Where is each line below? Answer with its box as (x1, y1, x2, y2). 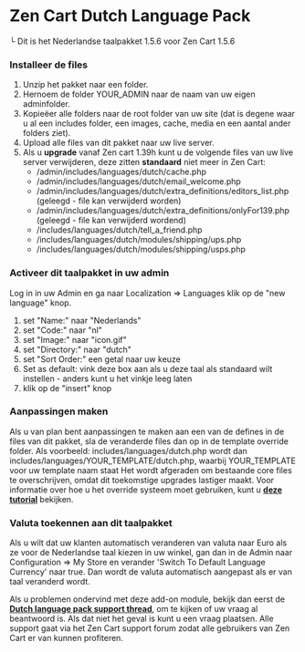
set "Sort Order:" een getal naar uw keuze (22, 353, 181, 365)
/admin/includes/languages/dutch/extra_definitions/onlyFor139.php (36, 205, 290, 216)
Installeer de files (9, 58, 89, 71)
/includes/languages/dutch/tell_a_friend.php (36, 224, 203, 235)
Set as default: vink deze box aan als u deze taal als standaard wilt (22, 363, 273, 374)
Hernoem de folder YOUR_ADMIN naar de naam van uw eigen (22, 88, 256, 100)
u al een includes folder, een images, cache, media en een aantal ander (22, 118, 291, 129)
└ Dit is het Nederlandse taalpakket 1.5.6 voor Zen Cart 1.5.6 (9, 36, 236, 47)
